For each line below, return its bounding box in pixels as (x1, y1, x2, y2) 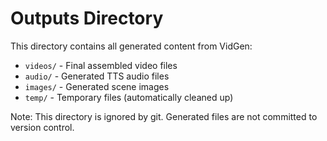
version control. (10, 121, 75, 133)
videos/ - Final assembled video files (24, 59, 178, 71)
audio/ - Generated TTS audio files (24, 70, 170, 82)
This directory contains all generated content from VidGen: (10, 40, 253, 52)
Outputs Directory (10, 7, 164, 30)
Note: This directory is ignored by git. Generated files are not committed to (10, 110, 318, 122)
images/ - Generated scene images (24, 80, 170, 92)
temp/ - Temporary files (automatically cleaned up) (24, 91, 234, 103)
